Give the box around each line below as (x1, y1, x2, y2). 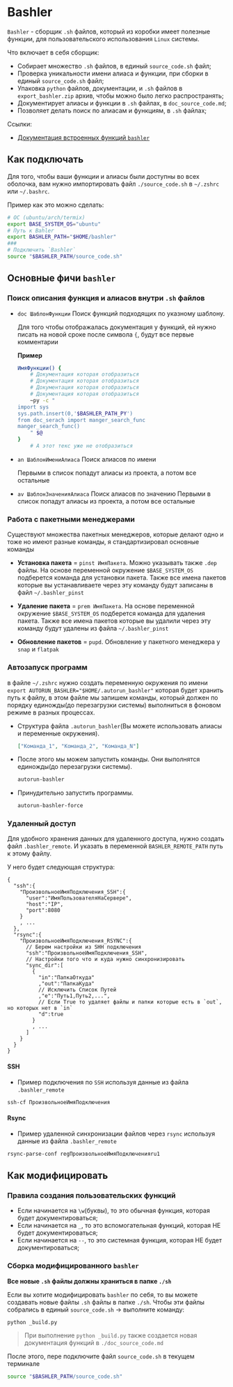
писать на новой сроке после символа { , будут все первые (17, 330, 195, 339)
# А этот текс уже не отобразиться (30, 443, 134, 450)
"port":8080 (25, 907, 61, 914)
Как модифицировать (7, 1170, 109, 1181)
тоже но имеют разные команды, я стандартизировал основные (7, 538, 200, 546)
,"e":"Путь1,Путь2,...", (38, 992, 111, 999)
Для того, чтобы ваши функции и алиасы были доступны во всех (7, 172, 200, 180)
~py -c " (30, 397, 56, 404)
